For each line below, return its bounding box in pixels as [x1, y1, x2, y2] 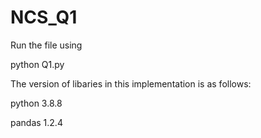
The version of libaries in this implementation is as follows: [10, 77, 252, 90]
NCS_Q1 [10, 6, 78, 29]
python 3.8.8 [10, 97, 63, 109]
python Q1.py [10, 58, 65, 70]
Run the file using [10, 39, 83, 51]
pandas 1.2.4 [10, 116, 63, 128]
